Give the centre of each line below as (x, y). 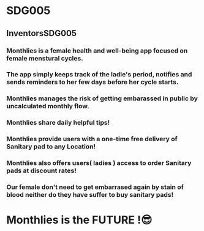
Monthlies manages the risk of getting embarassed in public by (102, 98)
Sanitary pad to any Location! (51, 147)
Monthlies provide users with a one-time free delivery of (92, 139)
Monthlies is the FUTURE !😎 (79, 220)
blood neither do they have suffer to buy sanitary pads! (90, 195)
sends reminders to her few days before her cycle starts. (93, 82)
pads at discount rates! (41, 170)
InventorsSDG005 (42, 33)
